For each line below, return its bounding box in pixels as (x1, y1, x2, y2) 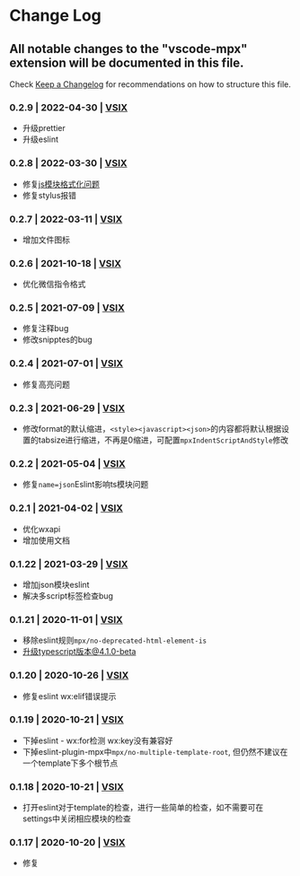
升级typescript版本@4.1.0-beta (22, 646, 137, 657)
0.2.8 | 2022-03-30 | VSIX (9, 157, 128, 170)
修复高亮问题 (22, 379, 70, 390)
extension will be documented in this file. (9, 55, 244, 70)
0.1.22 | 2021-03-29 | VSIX (9, 557, 128, 570)
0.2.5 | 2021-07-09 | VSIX (9, 302, 125, 314)
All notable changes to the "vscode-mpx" (9, 41, 248, 57)
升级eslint (22, 134, 58, 145)
